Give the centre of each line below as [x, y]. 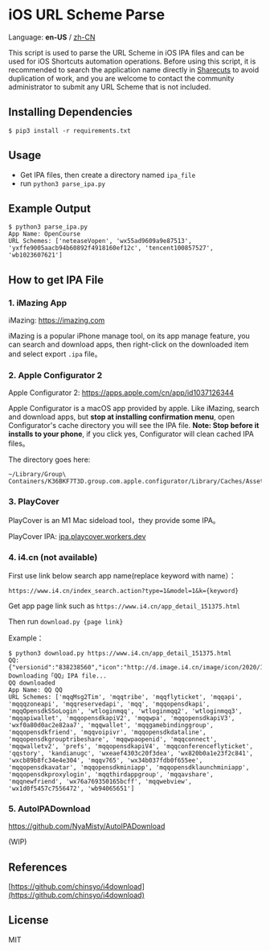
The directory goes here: [49, 459]
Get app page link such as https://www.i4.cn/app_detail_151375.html [125, 606]
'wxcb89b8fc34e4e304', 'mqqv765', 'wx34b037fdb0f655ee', [106, 760]
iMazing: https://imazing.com [57, 320]
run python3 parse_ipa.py [63, 183]
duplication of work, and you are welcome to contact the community [121, 78]
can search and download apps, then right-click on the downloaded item [129, 344]
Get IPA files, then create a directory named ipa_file [108, 175]
